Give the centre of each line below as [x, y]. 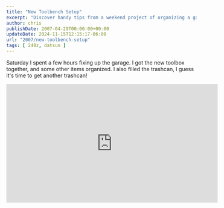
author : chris [24, 23]
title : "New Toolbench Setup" [44, 12]
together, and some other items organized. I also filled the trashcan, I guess [100, 69]
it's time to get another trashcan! [47, 75]
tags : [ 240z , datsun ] [36, 46]
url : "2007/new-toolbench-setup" [48, 40]
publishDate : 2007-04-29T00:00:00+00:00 [58, 29]
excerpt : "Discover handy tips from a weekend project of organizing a [98, 17]
